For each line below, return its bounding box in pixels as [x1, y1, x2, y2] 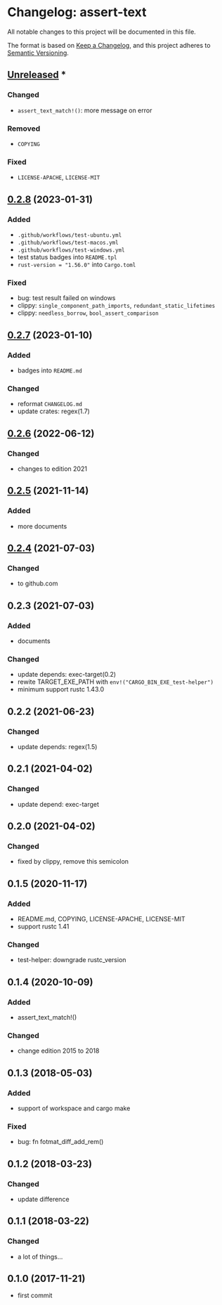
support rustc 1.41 [17, 922, 70, 930]
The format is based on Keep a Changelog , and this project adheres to [7, 41, 211, 49]
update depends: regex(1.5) [17, 742, 98, 751]
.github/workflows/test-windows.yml [17, 247, 125, 254]
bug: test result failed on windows [17, 294, 116, 302]
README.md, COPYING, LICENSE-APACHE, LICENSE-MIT [17, 914, 186, 923]
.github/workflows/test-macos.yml [17, 239, 119, 246]
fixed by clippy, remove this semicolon [17, 857, 129, 866]
